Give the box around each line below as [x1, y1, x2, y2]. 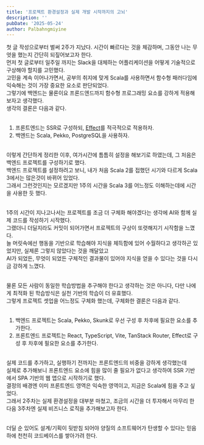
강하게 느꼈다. [12, 262, 46, 270]
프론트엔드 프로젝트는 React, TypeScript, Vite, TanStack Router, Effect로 [15, 332, 192, 339]
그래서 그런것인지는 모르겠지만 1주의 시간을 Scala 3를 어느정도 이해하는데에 [6, 182, 185, 189]
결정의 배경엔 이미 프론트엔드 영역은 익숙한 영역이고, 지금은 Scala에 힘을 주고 [6, 382, 189, 389]
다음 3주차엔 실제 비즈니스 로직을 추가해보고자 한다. [6, 405, 128, 413]
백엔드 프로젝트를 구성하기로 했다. [6, 159, 86, 166]
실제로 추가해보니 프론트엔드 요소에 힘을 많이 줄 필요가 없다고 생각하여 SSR [6, 367, 184, 374]
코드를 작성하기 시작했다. [12, 216, 72, 224]
